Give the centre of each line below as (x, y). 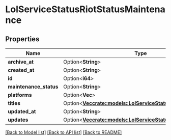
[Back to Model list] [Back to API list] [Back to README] (64, 132)
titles (14, 103)
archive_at (21, 62)
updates (18, 120)
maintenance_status (33, 87)
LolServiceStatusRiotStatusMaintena (85, 9)
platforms (20, 95)
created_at (21, 70)
